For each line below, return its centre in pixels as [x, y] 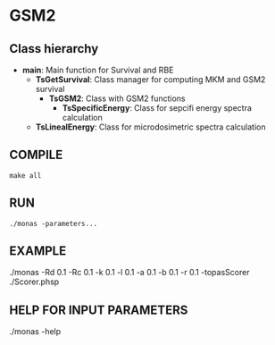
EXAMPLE [38, 251]
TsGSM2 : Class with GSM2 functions [117, 98]
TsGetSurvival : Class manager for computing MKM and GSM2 [150, 80]
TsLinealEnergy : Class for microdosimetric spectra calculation [150, 127]
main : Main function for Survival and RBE [98, 70]
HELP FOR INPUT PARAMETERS [99, 310]
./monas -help [35, 332]
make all [25, 175]
